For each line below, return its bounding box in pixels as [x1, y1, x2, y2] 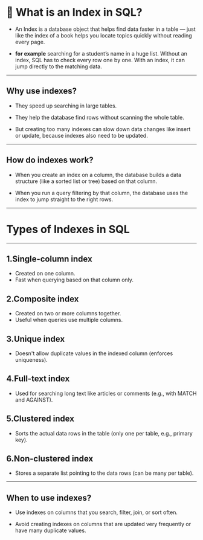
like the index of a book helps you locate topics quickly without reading [14, 31, 192, 39]
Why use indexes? [6, 86, 77, 96]
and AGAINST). [14, 396, 53, 403]
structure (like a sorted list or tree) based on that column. [14, 178, 158, 185]
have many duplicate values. [14, 527, 86, 534]
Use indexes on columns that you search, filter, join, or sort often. [14, 509, 178, 516]
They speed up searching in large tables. [14, 102, 117, 109]
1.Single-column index [6, 254, 92, 264]
